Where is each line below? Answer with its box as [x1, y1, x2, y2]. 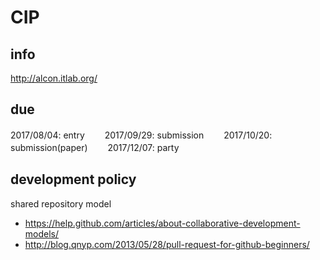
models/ [24, 227, 60, 240]
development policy [10, 171, 137, 188]
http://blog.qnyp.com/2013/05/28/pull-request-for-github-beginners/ [24, 238, 310, 250]
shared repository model [10, 197, 112, 210]
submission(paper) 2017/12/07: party [10, 141, 180, 153]
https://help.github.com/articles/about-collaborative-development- [24, 217, 301, 229]
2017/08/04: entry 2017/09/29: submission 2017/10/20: [10, 129, 273, 141]
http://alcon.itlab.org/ [10, 72, 98, 84]
